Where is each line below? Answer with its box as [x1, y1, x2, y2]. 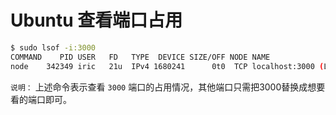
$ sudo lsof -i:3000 [10, 42, 97, 53]
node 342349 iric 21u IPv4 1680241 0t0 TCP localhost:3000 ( [10, 61, 325, 71]
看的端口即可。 [10, 93, 72, 105]
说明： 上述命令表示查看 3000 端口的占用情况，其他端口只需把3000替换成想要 [10, 81, 326, 93]
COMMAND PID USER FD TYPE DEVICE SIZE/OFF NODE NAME [10, 52, 271, 62]
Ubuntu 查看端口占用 [10, 9, 183, 32]
